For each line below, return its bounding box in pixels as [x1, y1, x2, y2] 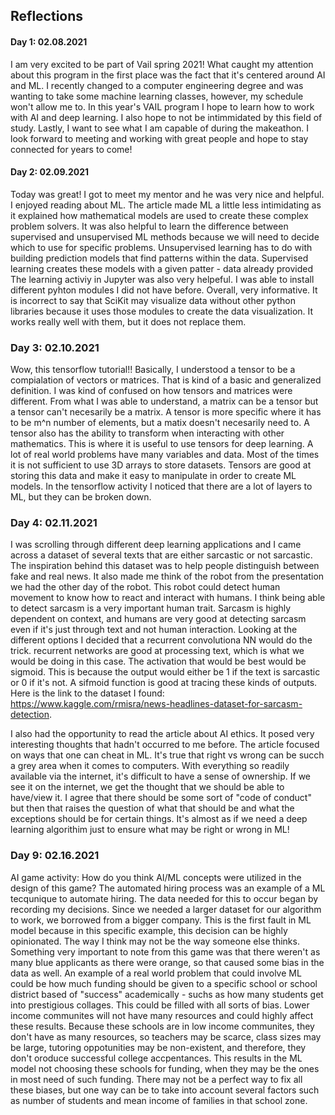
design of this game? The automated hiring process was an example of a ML [10, 882, 326, 894]
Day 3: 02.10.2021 [10, 340, 100, 354]
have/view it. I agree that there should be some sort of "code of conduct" [10, 792, 312, 804]
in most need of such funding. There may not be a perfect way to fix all [10, 1073, 303, 1085]
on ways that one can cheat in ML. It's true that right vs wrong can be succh [10, 749, 325, 761]
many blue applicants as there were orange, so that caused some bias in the [10, 956, 325, 968]
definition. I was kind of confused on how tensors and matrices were [10, 385, 293, 397]
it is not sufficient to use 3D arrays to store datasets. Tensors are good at [10, 459, 312, 471]
